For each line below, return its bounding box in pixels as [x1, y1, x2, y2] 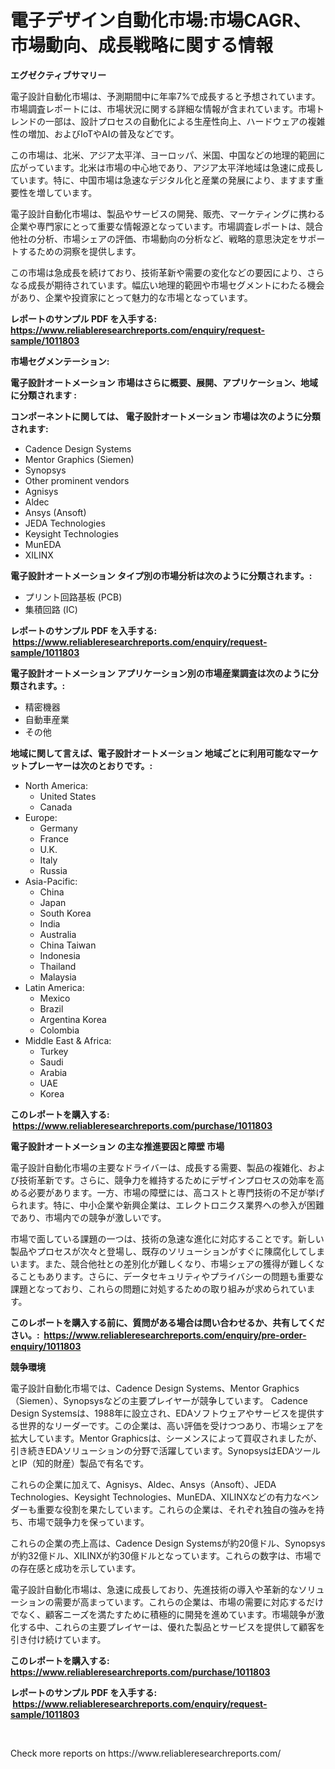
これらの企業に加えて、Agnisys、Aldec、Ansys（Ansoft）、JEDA [10, 1478, 277, 1490]
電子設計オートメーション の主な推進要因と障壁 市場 [10, 1140, 225, 1152]
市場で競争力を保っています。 [27, 1516, 150, 1528]
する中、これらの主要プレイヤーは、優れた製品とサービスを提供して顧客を [18, 1621, 326, 1633]
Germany [39, 822, 78, 834]
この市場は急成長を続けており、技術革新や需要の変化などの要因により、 [10, 266, 308, 278]
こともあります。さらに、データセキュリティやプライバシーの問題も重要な [18, 1270, 325, 1282]
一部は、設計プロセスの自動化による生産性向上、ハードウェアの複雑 [44, 115, 326, 127]
